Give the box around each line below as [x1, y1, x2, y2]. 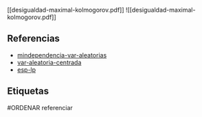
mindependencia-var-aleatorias [16, 51, 107, 59]
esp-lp [16, 65, 36, 74]
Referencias [7, 33, 60, 44]
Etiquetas [7, 86, 49, 97]
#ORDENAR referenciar [7, 103, 74, 112]
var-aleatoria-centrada [16, 58, 82, 66]
